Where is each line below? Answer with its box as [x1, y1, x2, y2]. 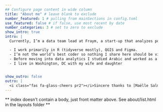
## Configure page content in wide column [5, 7, 92, 12]
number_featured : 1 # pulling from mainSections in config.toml [5, 16, 138, 21]
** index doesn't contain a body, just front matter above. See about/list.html [5, 96, 156, 102]
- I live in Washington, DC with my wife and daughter [9, 61, 123, 66]
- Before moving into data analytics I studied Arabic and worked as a [9, 56, 158, 61]
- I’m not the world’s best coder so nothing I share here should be [9, 52, 153, 57]
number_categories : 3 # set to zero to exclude [5, 25, 103, 30]
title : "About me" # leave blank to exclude [5, 12, 97, 16]
